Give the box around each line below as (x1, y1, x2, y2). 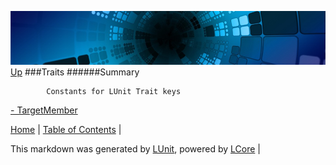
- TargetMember (10, 104, 78, 116)
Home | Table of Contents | (10, 123, 122, 135)
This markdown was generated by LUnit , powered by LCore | (10, 142, 261, 155)
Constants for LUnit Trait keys (46, 86, 182, 96)
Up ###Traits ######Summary (10, 66, 140, 78)
